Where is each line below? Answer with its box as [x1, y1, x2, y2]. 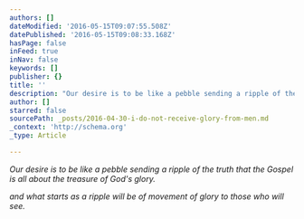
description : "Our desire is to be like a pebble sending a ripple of [9, 89, 281, 98]
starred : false [9, 106, 67, 115]
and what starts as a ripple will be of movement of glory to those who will [9, 191, 285, 202]
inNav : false [9, 55, 59, 64]
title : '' [9, 81, 47, 90]
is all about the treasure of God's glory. [9, 173, 156, 184]
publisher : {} [9, 72, 63, 81]
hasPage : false [9, 38, 67, 48]
